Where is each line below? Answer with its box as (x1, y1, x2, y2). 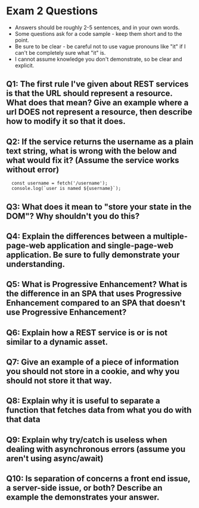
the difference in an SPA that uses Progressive (6, 289, 182, 299)
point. (14, 36, 30, 43)
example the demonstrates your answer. (6, 493, 160, 503)
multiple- (153, 231, 188, 241)
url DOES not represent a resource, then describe (6, 107, 192, 117)
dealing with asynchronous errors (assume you (6, 444, 186, 454)
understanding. (6, 259, 66, 269)
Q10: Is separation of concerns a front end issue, (6, 473, 191, 484)
